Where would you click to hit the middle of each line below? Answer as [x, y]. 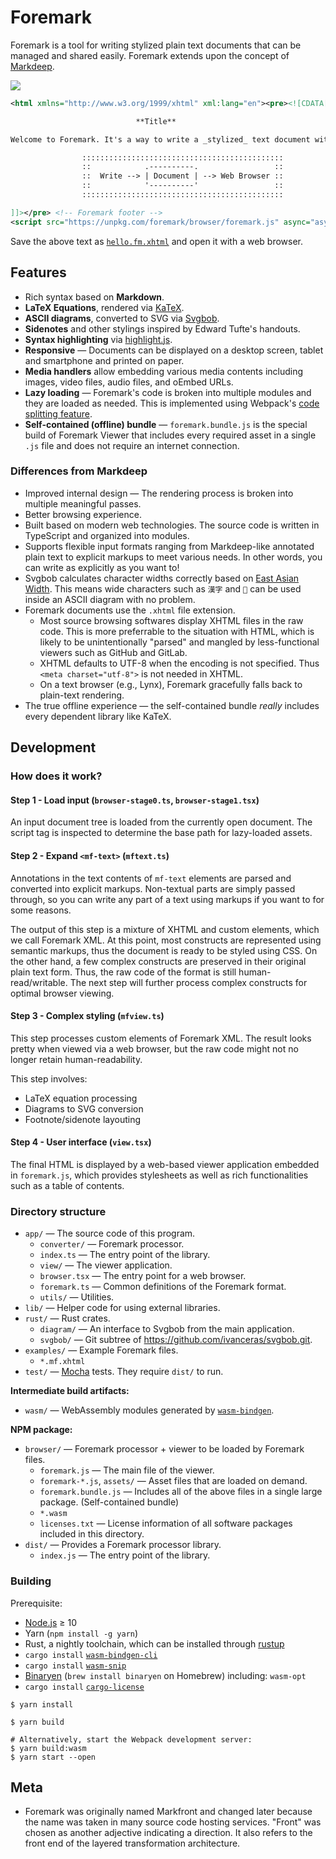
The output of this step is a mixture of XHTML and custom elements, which [165, 929]
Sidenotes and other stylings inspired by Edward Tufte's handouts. [162, 328]
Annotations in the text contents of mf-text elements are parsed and [151, 878]
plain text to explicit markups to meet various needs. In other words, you [173, 557]
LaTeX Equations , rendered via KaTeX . [104, 307]
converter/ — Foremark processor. [112, 1244]
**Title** [156, 121]
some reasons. [41, 910]
